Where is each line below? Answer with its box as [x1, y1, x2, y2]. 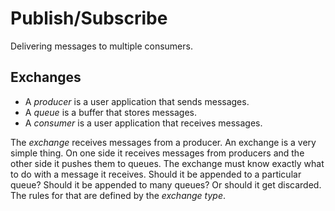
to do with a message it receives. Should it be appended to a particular [10, 168, 302, 180]
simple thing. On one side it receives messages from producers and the [10, 147, 305, 159]
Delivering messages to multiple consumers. [10, 40, 193, 52]
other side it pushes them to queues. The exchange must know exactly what [10, 157, 325, 169]
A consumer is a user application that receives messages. [24, 117, 263, 129]
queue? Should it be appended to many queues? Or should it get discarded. [10, 178, 322, 191]
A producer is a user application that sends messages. [24, 95, 250, 107]
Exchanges [10, 69, 82, 86]
